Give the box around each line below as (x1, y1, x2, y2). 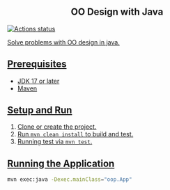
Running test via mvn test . (17, 137, 93, 146)
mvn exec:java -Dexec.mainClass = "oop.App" (7, 176, 132, 183)
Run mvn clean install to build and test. (17, 130, 134, 138)
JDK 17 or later (17, 77, 60, 85)
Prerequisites (7, 58, 67, 70)
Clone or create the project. (17, 122, 97, 131)
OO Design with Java (70, 6, 164, 18)
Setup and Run (7, 104, 72, 116)
